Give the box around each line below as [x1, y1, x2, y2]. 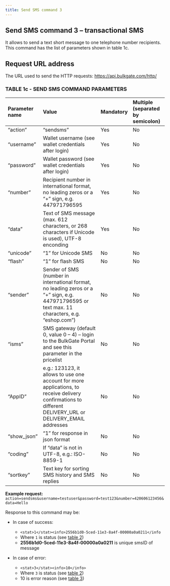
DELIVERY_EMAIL [42, 415, 85, 422]
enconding [42, 241, 69, 248]
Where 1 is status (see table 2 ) [20, 534, 84, 540]
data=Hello [5, 500, 28, 506]
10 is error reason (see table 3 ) [20, 575, 84, 581]
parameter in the [42, 350, 82, 357]
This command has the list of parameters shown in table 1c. [5, 45, 129, 51]
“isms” [8, 340, 24, 347]
